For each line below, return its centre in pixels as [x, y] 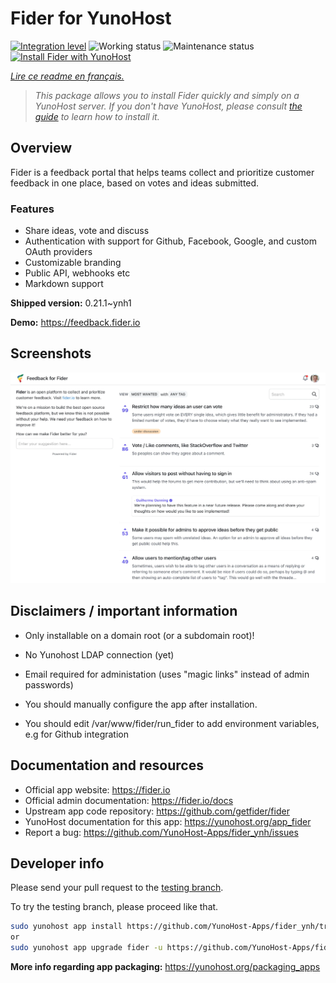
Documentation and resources [107, 765]
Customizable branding [73, 263]
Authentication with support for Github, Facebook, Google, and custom [171, 241]
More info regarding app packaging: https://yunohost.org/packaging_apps [165, 967]
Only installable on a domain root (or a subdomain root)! [139, 635]
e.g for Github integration [76, 734]
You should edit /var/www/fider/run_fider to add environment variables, [172, 723]
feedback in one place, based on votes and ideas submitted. [135, 183]
